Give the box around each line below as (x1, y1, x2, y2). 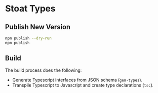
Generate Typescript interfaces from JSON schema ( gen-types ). (12, 77, 143, 83)
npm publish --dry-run (5, 36, 52, 41)
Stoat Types (5, 3, 56, 14)
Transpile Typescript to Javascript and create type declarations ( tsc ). (12, 82, 154, 88)
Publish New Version (5, 23, 71, 31)
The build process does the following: (5, 67, 82, 73)
